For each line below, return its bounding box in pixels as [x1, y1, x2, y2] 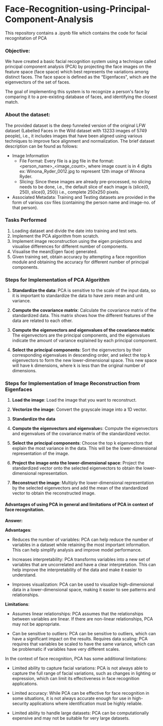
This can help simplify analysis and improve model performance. [12, 547, 142, 553]
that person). [12, 204, 38, 211]
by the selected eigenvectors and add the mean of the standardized [12, 485, 148, 491]
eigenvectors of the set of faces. [5, 79, 71, 85]
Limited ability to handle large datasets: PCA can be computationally [12, 710, 149, 716]
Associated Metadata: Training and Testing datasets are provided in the [12, 194, 156, 200]
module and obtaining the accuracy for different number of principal [12, 259, 149, 265]
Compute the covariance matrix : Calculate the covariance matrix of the [12, 307, 157, 313]
